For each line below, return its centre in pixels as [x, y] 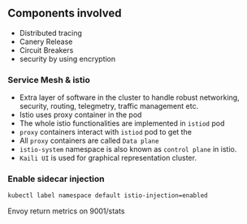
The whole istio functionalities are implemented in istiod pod [122, 123]
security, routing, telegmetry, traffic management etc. [109, 106]
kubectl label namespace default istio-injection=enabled [108, 196]
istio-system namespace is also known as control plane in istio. [128, 149]
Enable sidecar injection [56, 179]
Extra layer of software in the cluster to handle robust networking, [130, 97]
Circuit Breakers [46, 50]
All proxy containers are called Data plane [89, 140]
